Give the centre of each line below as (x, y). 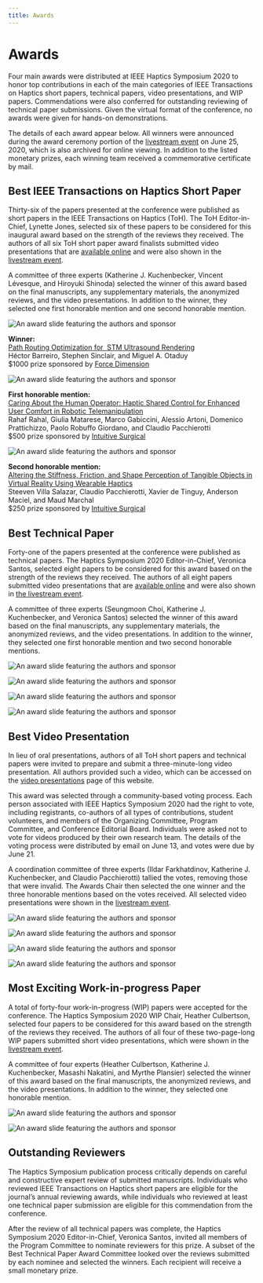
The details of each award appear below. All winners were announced (121, 133)
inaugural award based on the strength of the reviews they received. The (126, 235)
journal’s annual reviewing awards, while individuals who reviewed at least (128, 1197)
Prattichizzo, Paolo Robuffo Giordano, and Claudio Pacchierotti (110, 428)
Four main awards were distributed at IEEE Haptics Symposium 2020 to (123, 76)
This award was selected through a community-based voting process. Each (130, 795)
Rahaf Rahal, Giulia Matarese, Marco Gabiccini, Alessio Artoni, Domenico (126, 420)
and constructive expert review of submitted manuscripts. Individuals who (128, 1180)
